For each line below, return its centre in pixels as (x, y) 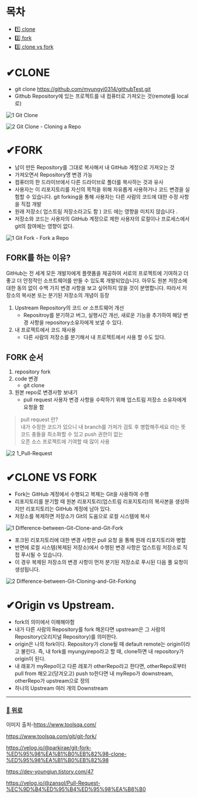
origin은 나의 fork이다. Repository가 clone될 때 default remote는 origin (98, 644)
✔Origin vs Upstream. (60, 605)
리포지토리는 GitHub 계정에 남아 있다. (68, 509)
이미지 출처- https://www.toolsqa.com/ (51, 724)
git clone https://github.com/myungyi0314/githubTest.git (83, 89)
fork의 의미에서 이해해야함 (45, 622)
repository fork (33, 372)
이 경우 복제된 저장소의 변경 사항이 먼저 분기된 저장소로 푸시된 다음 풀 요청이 (101, 562)
